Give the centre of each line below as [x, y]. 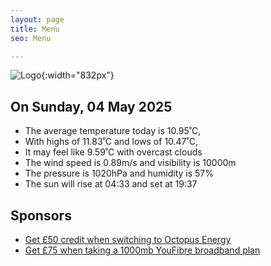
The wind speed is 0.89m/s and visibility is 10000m [130, 163]
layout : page [37, 19]
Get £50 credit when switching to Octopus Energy [128, 239]
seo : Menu [31, 38]
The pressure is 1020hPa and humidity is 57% [119, 173]
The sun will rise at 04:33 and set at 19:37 [111, 184]
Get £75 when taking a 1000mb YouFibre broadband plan [142, 250]
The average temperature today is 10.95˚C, [113, 131]
